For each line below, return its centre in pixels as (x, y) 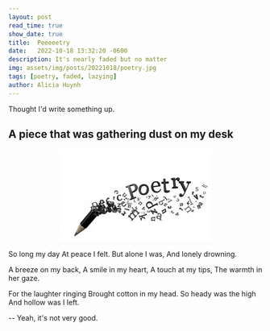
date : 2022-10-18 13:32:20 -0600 (68, 51)
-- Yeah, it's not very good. (53, 318)
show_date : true (35, 34)
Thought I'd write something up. (62, 109)
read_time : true (35, 25)
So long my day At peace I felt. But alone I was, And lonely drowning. (123, 254)
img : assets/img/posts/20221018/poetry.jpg (83, 68)
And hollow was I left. (44, 303)
